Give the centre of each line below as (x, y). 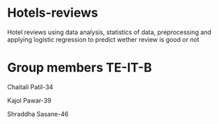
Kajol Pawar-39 (29, 100)
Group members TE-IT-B (79, 68)
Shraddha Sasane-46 (38, 114)
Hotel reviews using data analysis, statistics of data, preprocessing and (109, 32)
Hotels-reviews (53, 13)
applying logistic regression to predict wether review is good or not (103, 39)
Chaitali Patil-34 (30, 87)
